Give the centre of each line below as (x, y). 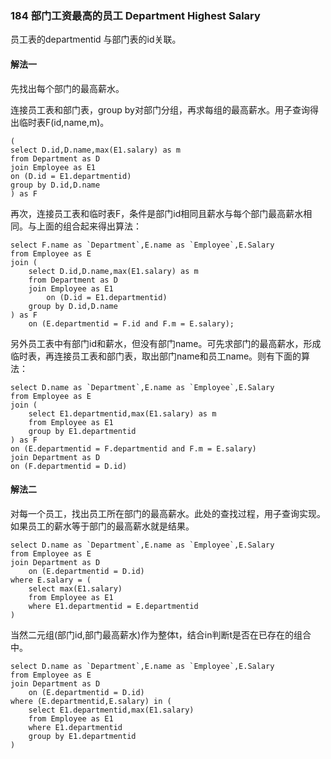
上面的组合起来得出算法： (89, 226)
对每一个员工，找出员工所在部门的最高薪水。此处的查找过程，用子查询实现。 (168, 513)
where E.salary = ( (51, 580)
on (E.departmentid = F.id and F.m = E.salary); (131, 323)
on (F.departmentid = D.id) (69, 466)
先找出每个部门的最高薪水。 (67, 88)
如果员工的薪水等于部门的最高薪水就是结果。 (102, 526)
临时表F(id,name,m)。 (64, 122)
